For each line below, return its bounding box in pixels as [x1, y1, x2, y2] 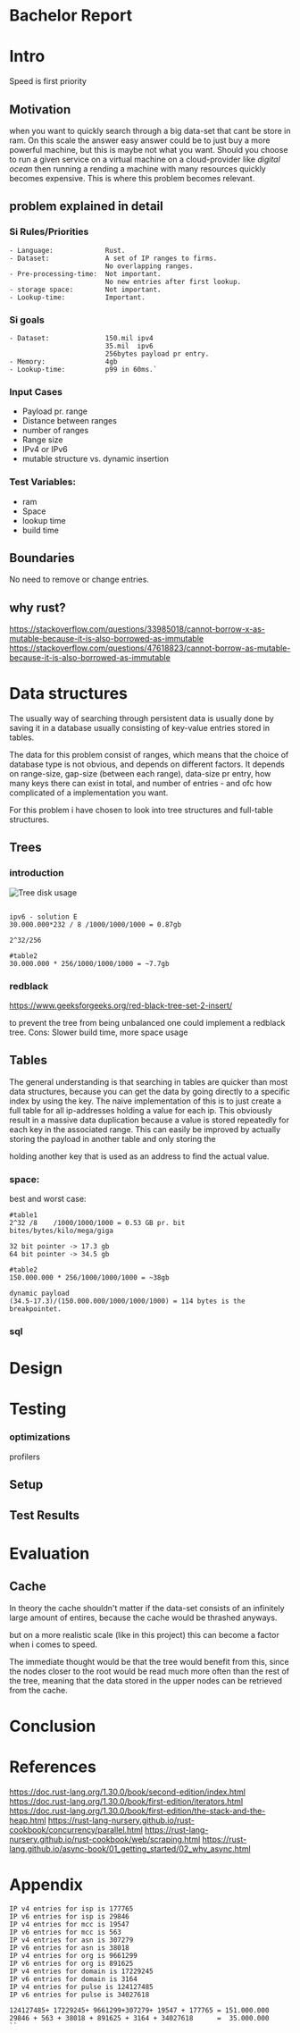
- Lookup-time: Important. [9, 292, 146, 302]
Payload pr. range [21, 406, 87, 416]
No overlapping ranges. [104, 261, 194, 271]
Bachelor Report [9, 5, 132, 26]
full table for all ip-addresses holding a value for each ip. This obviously [9, 1105, 272, 1115]
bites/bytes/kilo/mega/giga [9, 1226, 114, 1236]
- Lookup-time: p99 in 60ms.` [9, 365, 158, 374]
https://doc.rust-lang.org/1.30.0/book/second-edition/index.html [9, 1786, 246, 1797]
